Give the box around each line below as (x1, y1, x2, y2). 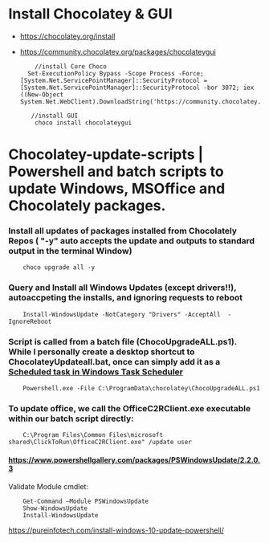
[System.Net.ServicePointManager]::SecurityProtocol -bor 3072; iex (19, 84, 255, 92)
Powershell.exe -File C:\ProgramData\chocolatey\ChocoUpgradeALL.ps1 (22, 385, 261, 393)
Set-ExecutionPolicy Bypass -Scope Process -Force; (27, 69, 204, 77)
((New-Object (19, 90, 64, 99)
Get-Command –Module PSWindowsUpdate (22, 497, 149, 505)
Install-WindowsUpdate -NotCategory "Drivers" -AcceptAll (22, 310, 221, 318)
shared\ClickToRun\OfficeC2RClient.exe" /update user (8, 439, 193, 447)
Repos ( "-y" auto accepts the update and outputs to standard (8, 235, 255, 247)
